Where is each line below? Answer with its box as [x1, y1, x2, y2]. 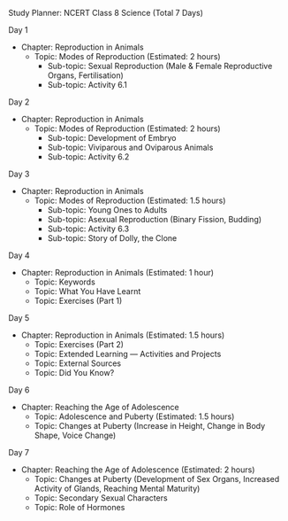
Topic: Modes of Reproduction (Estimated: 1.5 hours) [34, 195, 226, 206]
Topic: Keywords [34, 276, 96, 287]
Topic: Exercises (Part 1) [34, 296, 123, 306]
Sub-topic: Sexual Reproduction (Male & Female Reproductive [47, 61, 273, 71]
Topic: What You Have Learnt [34, 286, 141, 296]
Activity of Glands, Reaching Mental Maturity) [34, 483, 201, 494]
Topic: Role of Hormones [34, 502, 125, 512]
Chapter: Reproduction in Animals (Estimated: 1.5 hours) [20, 330, 225, 340]
